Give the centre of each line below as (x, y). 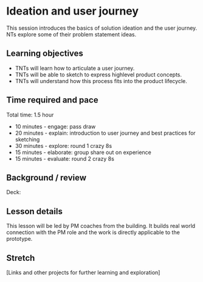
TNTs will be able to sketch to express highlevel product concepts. (98, 75)
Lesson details (34, 211)
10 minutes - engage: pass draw (55, 126)
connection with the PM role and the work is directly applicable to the (93, 232)
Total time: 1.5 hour (30, 115)
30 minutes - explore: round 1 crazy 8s (64, 146)
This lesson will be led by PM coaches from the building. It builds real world (101, 226)
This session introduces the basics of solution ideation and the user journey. (102, 28)
